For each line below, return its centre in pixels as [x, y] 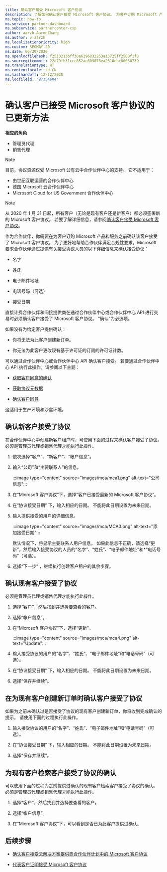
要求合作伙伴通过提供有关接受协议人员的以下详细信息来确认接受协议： [77, 249]
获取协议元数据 [28, 388]
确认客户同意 [25, 399]
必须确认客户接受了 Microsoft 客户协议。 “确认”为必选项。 [73, 318]
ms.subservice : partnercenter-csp [41, 28]
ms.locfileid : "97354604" [32, 79]
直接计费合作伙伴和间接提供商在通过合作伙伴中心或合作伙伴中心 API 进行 [80, 312]
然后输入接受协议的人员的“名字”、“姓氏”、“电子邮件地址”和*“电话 [90, 549]
